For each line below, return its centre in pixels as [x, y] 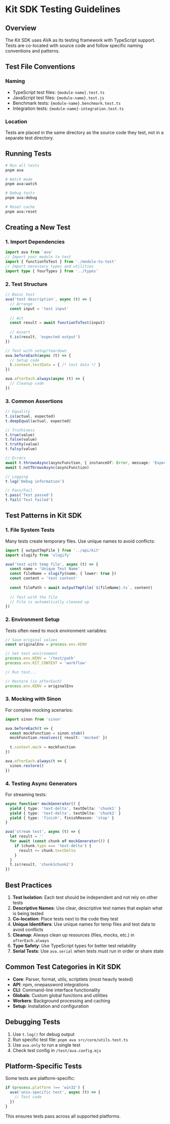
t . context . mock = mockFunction [43, 747]
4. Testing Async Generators [41, 783]
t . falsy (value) [21, 449]
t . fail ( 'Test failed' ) [29, 500]
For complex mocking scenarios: [39, 710]
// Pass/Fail [19, 490]
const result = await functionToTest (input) [57, 323]
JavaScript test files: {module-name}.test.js [58, 98]
